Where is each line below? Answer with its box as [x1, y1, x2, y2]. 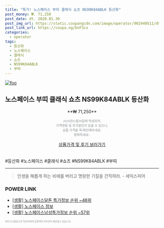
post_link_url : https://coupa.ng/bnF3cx [5, 25, 89, 30]
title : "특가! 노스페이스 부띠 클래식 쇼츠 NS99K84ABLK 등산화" [5, 7, 121, 12]
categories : [5, 30, 29, 35]
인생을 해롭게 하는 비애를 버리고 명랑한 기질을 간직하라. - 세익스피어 [17, 173, 145, 179]
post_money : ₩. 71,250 [5, 12, 51, 17]
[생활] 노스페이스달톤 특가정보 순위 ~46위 [12, 197, 92, 203]
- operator [9, 35, 32, 40]
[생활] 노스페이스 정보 [12, 203, 54, 209]
